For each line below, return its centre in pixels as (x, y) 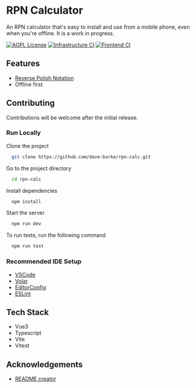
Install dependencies (32, 190)
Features (23, 64)
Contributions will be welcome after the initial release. (72, 118)
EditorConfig (30, 287)
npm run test (28, 246)
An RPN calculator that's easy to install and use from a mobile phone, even (98, 27)
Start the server (25, 213)
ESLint (23, 294)
